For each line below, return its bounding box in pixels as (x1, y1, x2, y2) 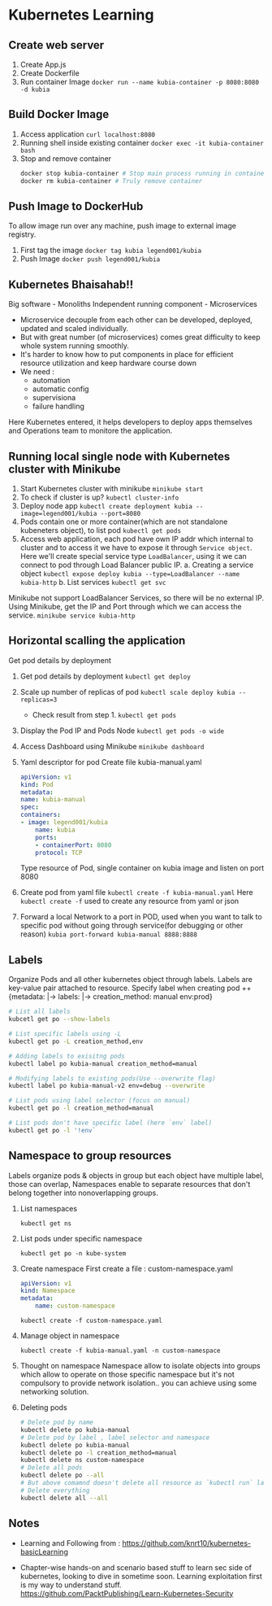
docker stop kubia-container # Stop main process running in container (19, 169, 268, 177)
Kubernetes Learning (8, 6, 154, 24)
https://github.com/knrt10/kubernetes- (121, 1538, 252, 1547)
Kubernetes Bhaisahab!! (8, 277, 134, 291)
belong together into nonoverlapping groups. (8, 1188, 158, 1198)
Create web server (8, 38, 105, 52)
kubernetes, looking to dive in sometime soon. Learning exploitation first (19, 1571, 262, 1581)
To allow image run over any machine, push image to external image (8, 221, 237, 231)
